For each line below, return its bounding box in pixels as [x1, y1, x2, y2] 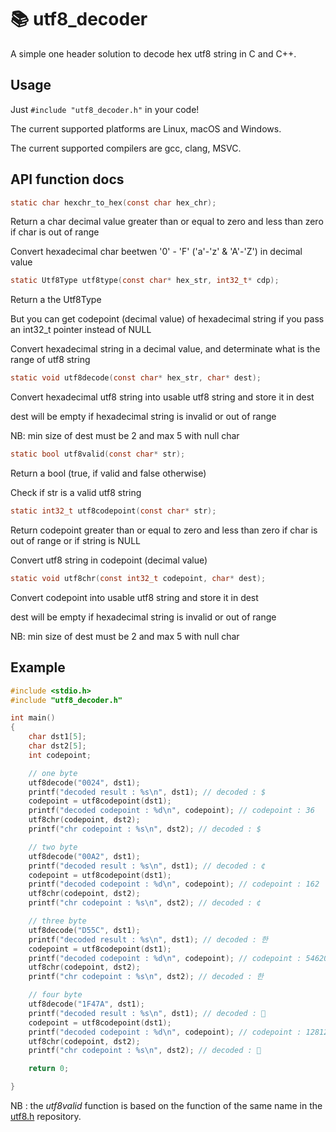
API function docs [10, 171, 125, 188]
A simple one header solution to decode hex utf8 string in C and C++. [10, 47, 297, 60]
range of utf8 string [10, 354, 91, 366]
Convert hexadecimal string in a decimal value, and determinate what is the [10, 343, 321, 355]
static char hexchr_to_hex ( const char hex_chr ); [10, 197, 217, 208]
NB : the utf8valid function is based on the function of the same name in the [10, 1100, 323, 1111]
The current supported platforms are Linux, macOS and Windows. [10, 122, 282, 135]
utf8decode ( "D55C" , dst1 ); [28, 925, 141, 935]
